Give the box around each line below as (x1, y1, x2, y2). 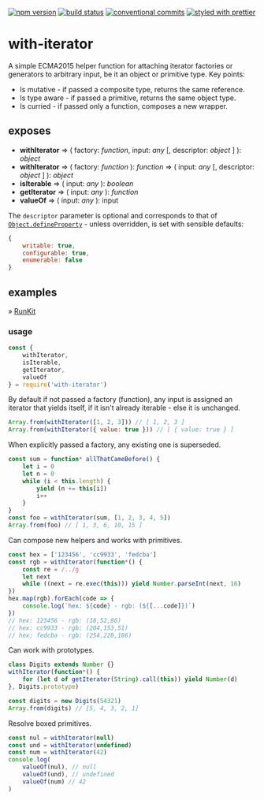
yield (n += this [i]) (36, 485, 108, 493)
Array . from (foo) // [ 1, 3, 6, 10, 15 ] (8, 521, 143, 530)
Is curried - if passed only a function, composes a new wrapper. (19, 101, 229, 110)
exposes (8, 125, 51, 138)
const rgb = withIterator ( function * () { (8, 558, 143, 566)
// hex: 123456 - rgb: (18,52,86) (8, 616, 122, 624)
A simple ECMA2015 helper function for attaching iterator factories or (8, 61, 233, 70)
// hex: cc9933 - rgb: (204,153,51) (8, 623, 128, 632)
